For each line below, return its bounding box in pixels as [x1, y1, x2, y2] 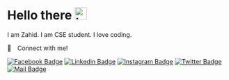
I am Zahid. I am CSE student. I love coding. [7, 30, 132, 38]
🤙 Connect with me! [7, 44, 68, 52]
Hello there [7, 8, 72, 24]
